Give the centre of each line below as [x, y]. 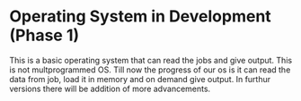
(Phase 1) [44, 35]
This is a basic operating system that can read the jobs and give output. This [151, 60]
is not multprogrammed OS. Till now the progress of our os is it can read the [150, 70]
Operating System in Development [140, 17]
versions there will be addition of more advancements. [110, 88]
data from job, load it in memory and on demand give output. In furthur [140, 79]
